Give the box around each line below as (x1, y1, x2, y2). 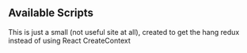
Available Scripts (8, 6, 93, 20)
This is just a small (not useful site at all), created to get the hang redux (8, 27, 240, 36)
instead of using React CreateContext (8, 36, 131, 45)
